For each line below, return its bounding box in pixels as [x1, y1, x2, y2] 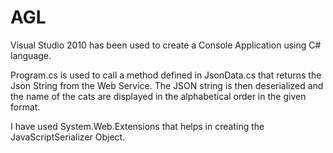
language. [10, 49, 52, 61]
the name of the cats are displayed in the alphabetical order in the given [10, 90, 307, 102]
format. [10, 101, 41, 113]
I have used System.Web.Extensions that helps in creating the [10, 120, 265, 132]
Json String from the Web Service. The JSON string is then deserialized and [10, 79, 324, 91]
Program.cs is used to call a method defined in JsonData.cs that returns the [10, 69, 322, 81]
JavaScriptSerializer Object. [10, 131, 126, 143]
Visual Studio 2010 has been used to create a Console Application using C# [10, 39, 322, 51]
